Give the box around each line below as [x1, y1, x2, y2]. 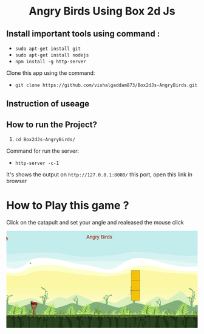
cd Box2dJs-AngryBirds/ [15, 137, 76, 143]
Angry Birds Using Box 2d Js [29, 4, 175, 18]
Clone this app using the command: [6, 69, 95, 77]
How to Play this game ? [6, 199, 129, 212]
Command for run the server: [6, 147, 79, 155]
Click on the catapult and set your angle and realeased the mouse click [6, 219, 184, 226]
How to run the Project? [6, 119, 97, 130]
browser [6, 178, 27, 185]
